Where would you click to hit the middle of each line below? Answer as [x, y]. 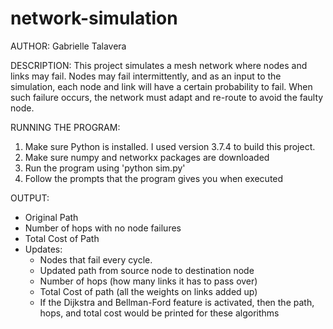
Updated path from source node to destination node [147, 270]
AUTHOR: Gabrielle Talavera [68, 46]
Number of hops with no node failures [103, 228]
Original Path [51, 217]
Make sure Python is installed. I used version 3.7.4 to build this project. [170, 146]
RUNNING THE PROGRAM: [65, 127]
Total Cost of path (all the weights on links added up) [148, 291]
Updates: [43, 249]
